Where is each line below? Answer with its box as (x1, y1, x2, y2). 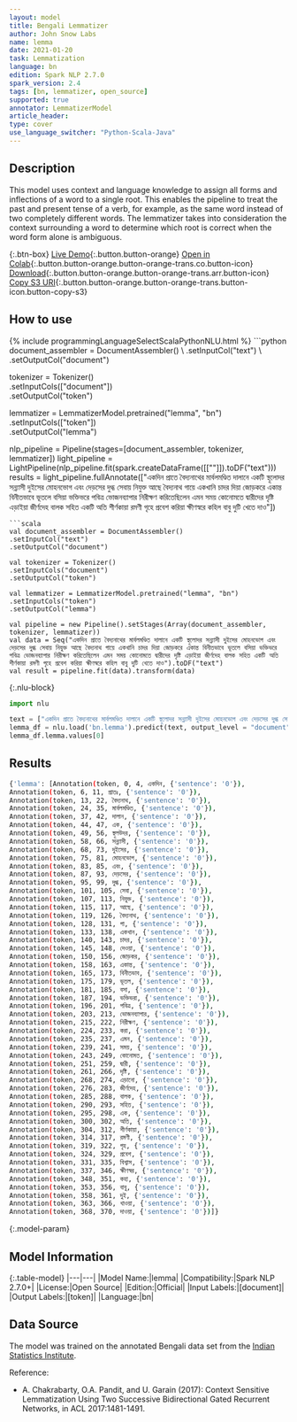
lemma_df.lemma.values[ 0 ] (9, 731, 104, 740)
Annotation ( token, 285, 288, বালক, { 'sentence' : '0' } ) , (9, 1093, 215, 1101)
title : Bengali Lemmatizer (9, 21, 109, 30)
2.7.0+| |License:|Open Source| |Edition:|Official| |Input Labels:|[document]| (9, 1282, 285, 1293)
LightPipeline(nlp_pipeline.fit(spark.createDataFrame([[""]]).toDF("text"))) (9, 462, 277, 473)
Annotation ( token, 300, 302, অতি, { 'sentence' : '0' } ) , (9, 1117, 212, 1125)
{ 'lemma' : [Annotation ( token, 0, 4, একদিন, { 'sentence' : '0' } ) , (9, 779, 246, 788)
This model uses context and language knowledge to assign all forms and (9, 184, 278, 195)
